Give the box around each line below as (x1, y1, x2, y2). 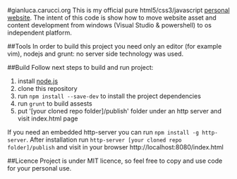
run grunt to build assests (17, 99, 93, 108)
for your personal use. (7, 164, 72, 172)
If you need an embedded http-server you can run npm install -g (7, 128, 200, 136)
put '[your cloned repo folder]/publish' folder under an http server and (17, 107, 222, 115)
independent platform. (7, 28, 72, 37)
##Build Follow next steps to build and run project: (7, 63, 154, 71)
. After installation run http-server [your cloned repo (25, 135, 182, 144)
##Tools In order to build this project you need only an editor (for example (7, 42, 222, 50)
